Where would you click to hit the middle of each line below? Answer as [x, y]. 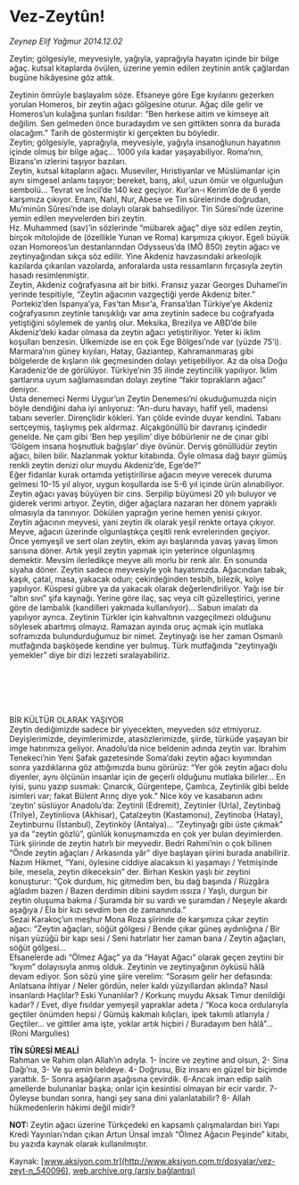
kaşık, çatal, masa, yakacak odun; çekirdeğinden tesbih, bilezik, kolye [137, 579]
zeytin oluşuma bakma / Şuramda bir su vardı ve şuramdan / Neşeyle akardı [148, 900]
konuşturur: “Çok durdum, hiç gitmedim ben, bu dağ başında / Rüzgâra [139, 881]
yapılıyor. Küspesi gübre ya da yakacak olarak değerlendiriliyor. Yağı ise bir [146, 588]
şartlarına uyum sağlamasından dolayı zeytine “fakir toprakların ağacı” [137, 379]
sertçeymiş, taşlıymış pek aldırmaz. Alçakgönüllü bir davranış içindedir [138, 427]
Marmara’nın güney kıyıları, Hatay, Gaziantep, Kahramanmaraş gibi [132, 351]
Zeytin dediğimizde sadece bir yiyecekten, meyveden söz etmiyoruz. [136, 729]
